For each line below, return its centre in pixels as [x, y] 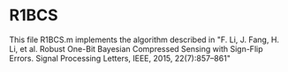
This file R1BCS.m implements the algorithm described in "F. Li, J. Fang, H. [144, 40]
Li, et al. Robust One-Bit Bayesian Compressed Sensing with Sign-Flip [136, 48]
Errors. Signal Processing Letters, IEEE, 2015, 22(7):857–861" [120, 58]
